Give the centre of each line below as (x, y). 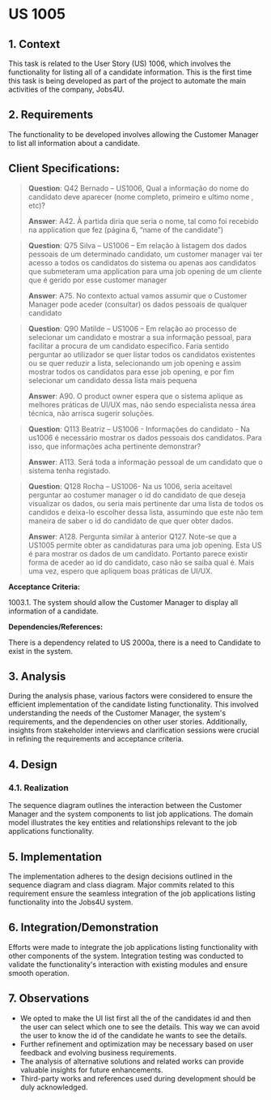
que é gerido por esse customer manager (97, 280)
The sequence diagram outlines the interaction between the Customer (125, 806)
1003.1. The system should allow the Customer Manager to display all (123, 602)
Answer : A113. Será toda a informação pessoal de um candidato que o (145, 462)
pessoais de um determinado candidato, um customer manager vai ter (145, 254)
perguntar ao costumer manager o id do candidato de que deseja (137, 495)
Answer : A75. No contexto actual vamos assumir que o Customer (138, 295)
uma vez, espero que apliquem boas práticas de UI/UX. (120, 571)
